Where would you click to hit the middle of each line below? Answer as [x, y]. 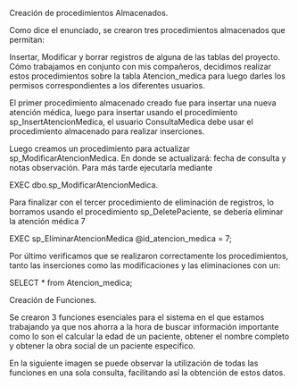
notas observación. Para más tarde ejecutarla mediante [111, 168]
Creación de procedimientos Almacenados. [89, 13]
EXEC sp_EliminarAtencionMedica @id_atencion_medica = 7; [120, 239]
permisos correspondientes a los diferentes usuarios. [107, 85]
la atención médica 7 [48, 221]
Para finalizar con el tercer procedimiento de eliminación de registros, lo [142, 202]
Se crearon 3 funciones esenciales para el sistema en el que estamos [137, 317]
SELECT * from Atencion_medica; [71, 282]
